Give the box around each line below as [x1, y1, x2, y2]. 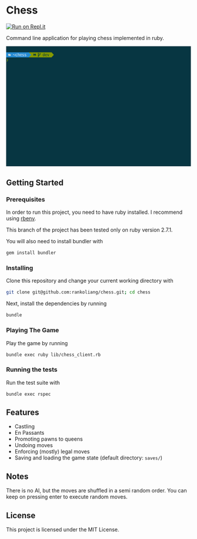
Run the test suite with [6, 379, 60, 386]
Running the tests [6, 366, 57, 374]
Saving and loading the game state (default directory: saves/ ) [14, 454, 163, 461]
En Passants [14, 429, 45, 437]
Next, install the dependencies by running [6, 300, 107, 307]
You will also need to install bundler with [6, 238, 103, 245]
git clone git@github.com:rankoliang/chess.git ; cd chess [6, 289, 151, 295]
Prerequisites [6, 195, 45, 203]
